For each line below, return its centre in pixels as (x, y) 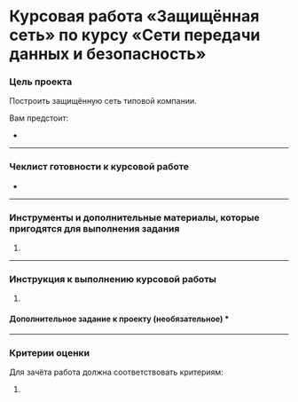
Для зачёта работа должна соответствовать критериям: (116, 372)
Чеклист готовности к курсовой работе (99, 167)
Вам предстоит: (39, 118)
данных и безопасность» (108, 54)
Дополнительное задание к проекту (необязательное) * (119, 319)
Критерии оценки (50, 352)
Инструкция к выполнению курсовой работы (113, 279)
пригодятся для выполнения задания (94, 228)
